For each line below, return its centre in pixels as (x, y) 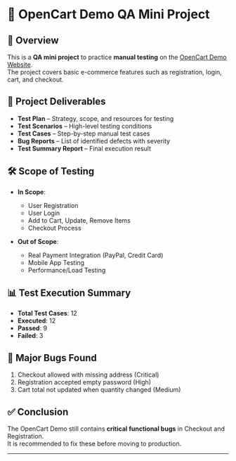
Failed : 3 (30, 336)
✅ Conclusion (38, 411)
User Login (44, 213)
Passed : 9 (32, 328)
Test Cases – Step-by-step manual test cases (84, 134)
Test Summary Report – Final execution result (84, 148)
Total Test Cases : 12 (47, 313)
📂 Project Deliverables (57, 102)
